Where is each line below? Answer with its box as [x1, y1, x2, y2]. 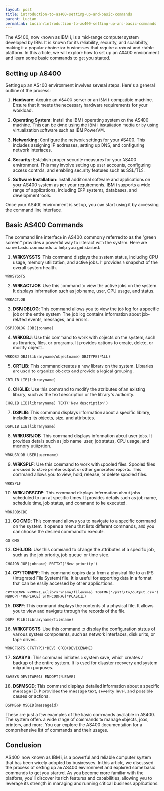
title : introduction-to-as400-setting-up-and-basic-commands [5, 12, 133, 17]
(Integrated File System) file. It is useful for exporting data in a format [12, 575, 152, 581]
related [12, 316, 27, 322]
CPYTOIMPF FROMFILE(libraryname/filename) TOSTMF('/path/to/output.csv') [5, 590, 159, 594]
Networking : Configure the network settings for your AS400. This [12, 137, 145, 143]
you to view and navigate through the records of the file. [12, 608, 126, 614]
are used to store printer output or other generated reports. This [12, 466, 142, 472]
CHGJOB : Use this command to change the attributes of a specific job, [12, 546, 155, 552]
